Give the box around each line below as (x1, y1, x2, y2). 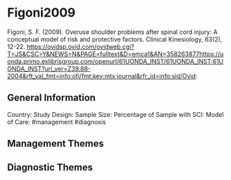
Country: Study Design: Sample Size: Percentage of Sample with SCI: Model (7, 110, 224, 118)
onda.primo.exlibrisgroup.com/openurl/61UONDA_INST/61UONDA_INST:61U (7, 57, 223, 65)
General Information (7, 92, 96, 104)
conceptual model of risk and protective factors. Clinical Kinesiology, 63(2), (7, 35, 223, 43)
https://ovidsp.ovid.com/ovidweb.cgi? (26, 42, 135, 51)
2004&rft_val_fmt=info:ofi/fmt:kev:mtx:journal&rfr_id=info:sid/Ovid (7, 71, 196, 80)
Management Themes (7, 138, 104, 150)
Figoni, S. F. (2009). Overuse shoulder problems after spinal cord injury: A (7, 28, 218, 36)
